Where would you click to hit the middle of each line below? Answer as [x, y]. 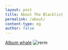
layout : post [19, 10]
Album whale [19, 42]
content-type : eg [23, 24]
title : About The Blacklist [34, 14]
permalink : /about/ [25, 19]
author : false [20, 28]
